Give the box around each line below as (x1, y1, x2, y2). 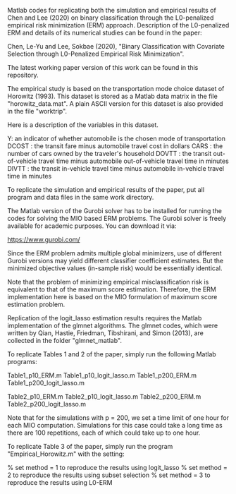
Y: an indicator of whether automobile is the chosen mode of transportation (7, 134, 225, 143)
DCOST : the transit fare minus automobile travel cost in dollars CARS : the (7, 142, 223, 150)
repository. (7, 71, 39, 79)
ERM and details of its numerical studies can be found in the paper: (7, 28, 202, 37)
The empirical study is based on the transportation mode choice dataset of (7, 85, 225, 92)
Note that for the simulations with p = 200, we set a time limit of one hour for (7, 414, 230, 422)
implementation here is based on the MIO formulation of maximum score (7, 293, 218, 301)
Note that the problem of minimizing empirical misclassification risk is (7, 278, 209, 286)
